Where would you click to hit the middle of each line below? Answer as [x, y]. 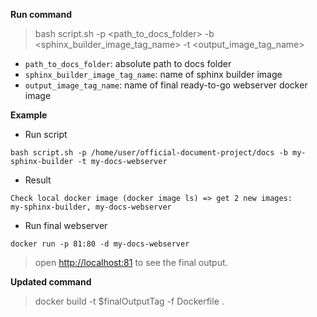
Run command [41, 14]
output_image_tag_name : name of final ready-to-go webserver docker [166, 85]
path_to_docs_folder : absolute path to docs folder [128, 63]
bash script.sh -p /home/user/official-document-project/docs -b [149, 153]
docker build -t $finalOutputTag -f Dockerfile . [129, 301]
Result [38, 180]
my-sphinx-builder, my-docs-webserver [91, 207]
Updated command [51, 282]
